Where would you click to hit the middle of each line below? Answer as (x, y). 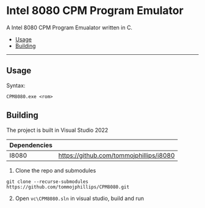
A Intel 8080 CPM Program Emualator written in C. (70, 27)
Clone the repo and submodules (56, 170)
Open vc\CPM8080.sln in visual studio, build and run (80, 198)
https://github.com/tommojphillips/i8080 (117, 155)
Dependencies (31, 145)
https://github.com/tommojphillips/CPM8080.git (68, 187)
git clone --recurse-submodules (47, 181)
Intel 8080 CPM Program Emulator (95, 11)
